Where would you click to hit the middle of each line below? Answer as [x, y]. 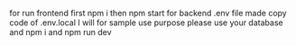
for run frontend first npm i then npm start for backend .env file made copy [148, 13]
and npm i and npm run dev [60, 32]
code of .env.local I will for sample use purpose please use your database [146, 23]
